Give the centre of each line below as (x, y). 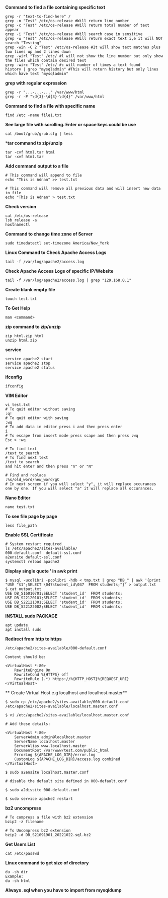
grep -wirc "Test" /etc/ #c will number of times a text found (73, 65)
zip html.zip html (24, 336)
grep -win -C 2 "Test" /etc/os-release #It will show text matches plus (83, 47)
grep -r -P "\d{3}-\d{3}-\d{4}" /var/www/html (55, 97)
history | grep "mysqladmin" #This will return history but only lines (82, 69)
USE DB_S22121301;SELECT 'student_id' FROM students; (64, 602)
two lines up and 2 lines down (38, 52)
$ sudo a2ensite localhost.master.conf (47, 772)
